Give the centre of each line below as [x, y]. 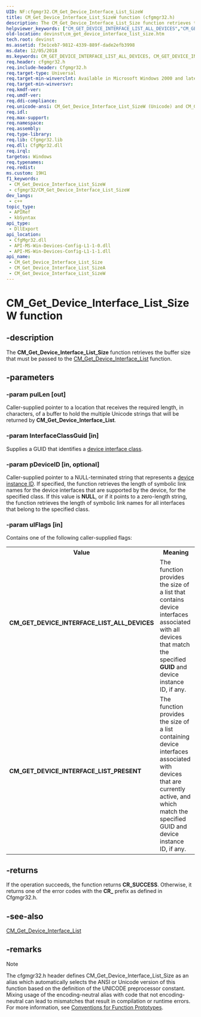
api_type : [19, 223]
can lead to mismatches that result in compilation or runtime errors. [107, 1001]
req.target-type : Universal [41, 73]
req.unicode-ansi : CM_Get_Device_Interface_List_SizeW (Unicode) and [95, 106]
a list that [172, 592]
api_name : [19, 257]
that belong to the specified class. [48, 509]
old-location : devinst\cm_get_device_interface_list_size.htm [85, 34]
